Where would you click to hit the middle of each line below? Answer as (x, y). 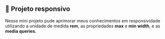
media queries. (21, 31)
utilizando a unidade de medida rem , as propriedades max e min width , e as (83, 26)
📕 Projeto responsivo (38, 9)
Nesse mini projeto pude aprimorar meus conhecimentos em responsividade (83, 20)
